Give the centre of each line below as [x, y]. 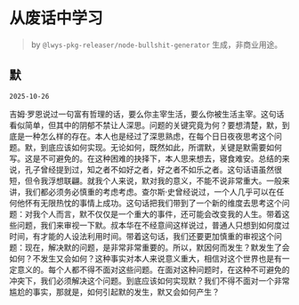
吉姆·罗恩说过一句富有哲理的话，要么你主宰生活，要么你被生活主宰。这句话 [147, 114]
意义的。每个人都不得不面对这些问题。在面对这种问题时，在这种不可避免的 [153, 269]
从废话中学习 [57, 18]
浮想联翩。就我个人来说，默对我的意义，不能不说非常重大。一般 [165, 181]
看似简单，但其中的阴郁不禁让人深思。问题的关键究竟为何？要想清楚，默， [145, 124]
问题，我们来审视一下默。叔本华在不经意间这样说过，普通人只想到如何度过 [153, 225]
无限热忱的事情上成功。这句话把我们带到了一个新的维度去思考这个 [161, 203]
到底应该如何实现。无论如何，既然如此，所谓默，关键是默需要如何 [161, 147]
